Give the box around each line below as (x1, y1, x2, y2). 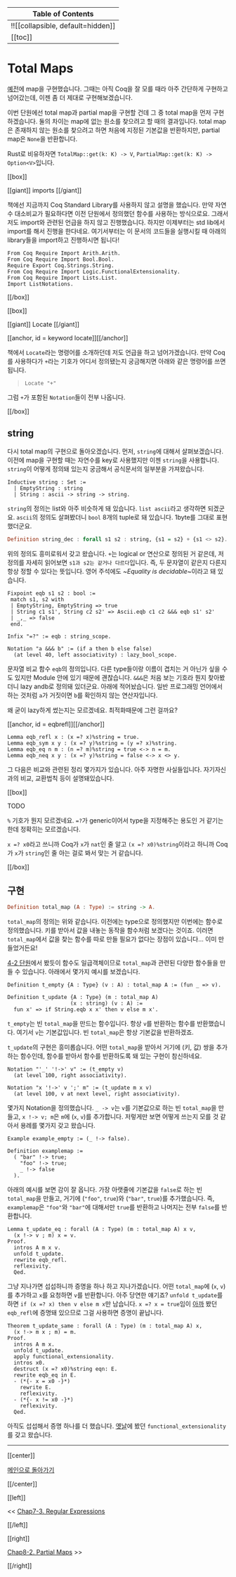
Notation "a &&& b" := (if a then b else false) (7, 645, 152, 652)
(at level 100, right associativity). (13, 1072, 128, 1079)
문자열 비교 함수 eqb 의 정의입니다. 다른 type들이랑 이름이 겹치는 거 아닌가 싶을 (7, 664, 221, 673)
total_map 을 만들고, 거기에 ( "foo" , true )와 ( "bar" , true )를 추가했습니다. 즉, (7, 1195, 215, 1203)
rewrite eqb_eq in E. (13, 1372, 77, 1379)
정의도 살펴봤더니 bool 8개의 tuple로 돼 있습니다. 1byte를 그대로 (39, 513, 215, 521)
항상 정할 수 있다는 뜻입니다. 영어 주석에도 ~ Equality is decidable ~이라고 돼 (7, 567, 216, 575)
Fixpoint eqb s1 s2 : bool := (7, 590, 96, 597)
